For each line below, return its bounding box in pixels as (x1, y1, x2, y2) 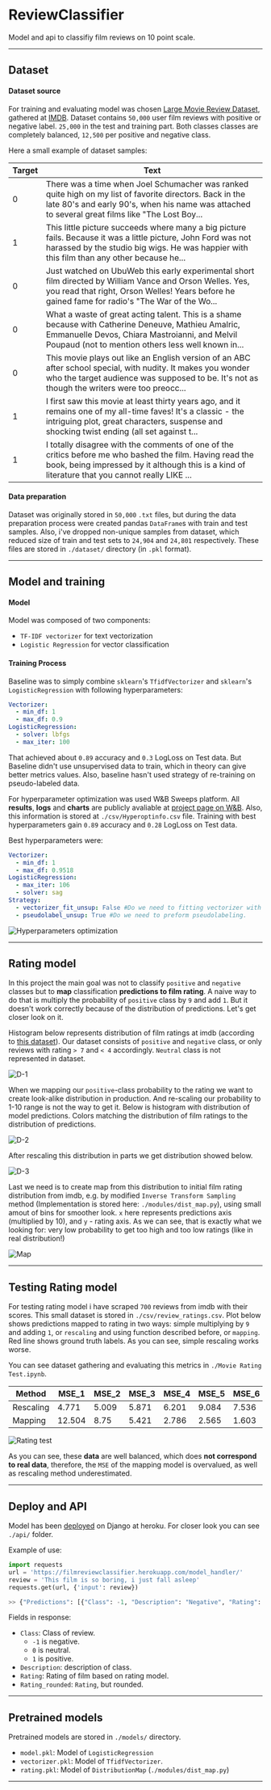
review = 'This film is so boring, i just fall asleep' (8, 1576, 200, 1584)
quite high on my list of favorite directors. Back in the (45, 188, 246, 200)
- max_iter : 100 (15, 738, 70, 746)
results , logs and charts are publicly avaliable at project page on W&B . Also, (8, 802, 263, 812)
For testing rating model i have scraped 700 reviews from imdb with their (8, 1302, 248, 1312)
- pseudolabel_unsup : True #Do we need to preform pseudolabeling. (15, 911, 248, 919)
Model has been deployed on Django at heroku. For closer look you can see (8, 1521, 260, 1531)
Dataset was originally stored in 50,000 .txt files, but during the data (8, 509, 236, 519)
